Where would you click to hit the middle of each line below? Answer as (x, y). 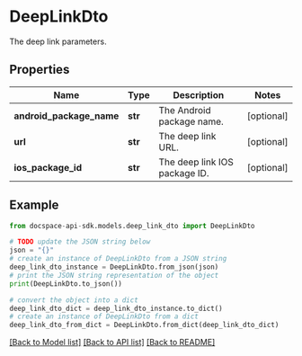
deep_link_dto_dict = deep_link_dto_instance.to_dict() (116, 308)
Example (34, 205)
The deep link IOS (196, 162)
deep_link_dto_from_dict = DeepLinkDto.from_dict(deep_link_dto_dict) (144, 325)
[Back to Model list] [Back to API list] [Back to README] (112, 343)
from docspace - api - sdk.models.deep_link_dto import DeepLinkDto (132, 226)
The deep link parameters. (58, 41)
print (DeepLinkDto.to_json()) (66, 284)
